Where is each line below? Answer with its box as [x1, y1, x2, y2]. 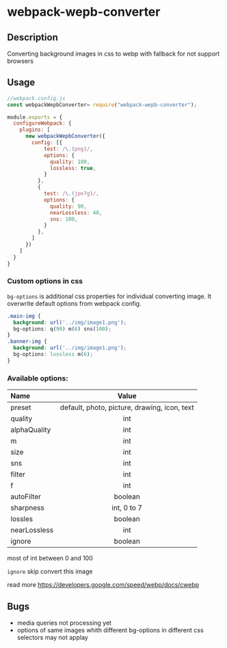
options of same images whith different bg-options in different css [16, 625, 204, 634]
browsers [7, 57, 34, 65]
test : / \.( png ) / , [43, 145, 94, 152]
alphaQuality [10, 425, 51, 435]
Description [7, 32, 58, 43]
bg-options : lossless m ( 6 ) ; [13, 351, 94, 358]
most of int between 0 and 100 [7, 554, 94, 562]
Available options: [7, 373, 68, 383]
